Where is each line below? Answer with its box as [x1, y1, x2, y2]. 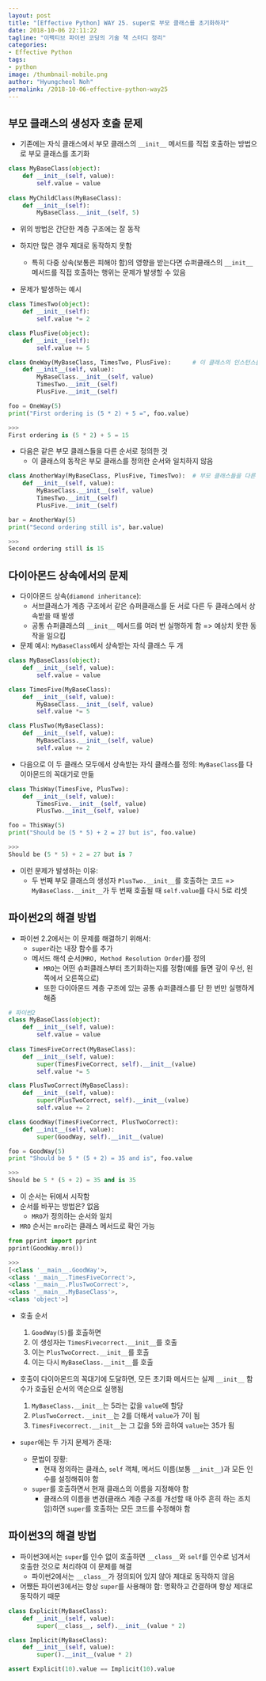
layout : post [8, 11, 51, 20]
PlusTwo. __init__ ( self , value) [36, 807, 140, 816]
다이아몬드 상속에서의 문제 [8, 569, 128, 582]
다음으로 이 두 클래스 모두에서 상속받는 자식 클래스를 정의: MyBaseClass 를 [19, 759, 245, 769]
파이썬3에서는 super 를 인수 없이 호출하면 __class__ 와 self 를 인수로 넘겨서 [19, 1551, 251, 1561]
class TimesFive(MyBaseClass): [8, 686, 112, 694]
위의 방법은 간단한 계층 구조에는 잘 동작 [19, 224, 141, 234]
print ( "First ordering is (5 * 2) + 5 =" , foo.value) [8, 409, 190, 417]
